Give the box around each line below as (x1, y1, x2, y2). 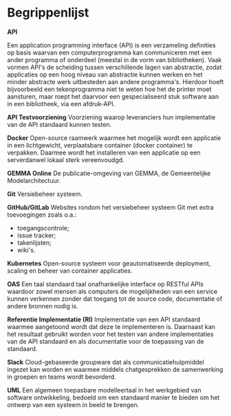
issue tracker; (16, 231, 56, 239)
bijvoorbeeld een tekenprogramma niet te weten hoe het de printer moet (7, 85, 212, 93)
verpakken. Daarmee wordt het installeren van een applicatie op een (7, 148, 201, 157)
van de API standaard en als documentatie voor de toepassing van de (7, 337, 204, 346)
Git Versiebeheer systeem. (7, 190, 82, 198)
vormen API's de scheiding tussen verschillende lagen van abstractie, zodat (7, 63, 222, 71)
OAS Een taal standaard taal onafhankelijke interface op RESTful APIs (7, 279, 204, 288)
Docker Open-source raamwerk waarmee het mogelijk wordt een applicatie (7, 133, 221, 142)
